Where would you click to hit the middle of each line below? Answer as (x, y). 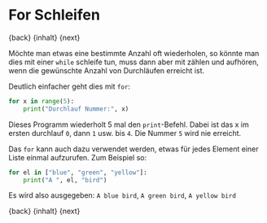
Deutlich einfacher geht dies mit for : (70, 86)
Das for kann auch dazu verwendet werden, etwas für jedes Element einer (133, 149)
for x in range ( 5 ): (42, 101)
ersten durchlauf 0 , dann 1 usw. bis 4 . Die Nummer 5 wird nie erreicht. (125, 133)
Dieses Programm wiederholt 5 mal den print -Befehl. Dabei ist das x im (129, 125)
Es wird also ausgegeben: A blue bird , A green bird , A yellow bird (122, 195)
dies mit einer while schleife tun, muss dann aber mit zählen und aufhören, (133, 62)
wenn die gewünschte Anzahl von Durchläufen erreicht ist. (107, 70)
